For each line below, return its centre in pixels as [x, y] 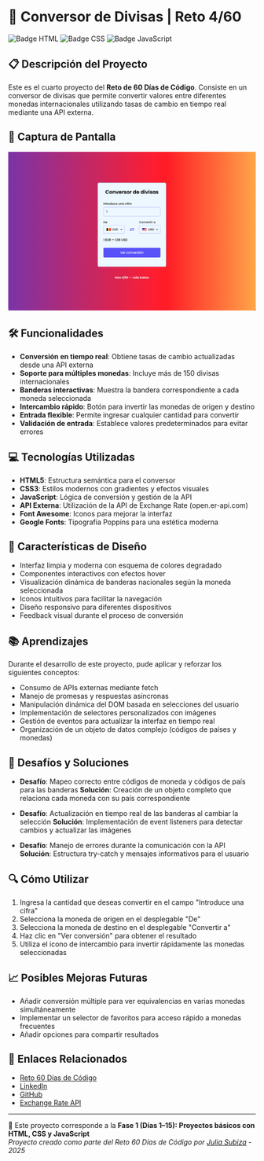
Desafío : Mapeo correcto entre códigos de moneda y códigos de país [132, 781]
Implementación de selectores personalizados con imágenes [118, 713]
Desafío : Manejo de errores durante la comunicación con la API [122, 845]
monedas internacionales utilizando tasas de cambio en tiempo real [117, 104]
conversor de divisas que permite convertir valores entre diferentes [117, 95]
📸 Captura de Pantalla [62, 137]
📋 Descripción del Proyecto [78, 64]
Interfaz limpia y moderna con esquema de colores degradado [121, 565]
